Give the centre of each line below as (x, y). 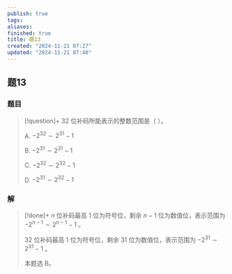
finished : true (29, 33)
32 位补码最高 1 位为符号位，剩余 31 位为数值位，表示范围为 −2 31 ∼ (121, 239)
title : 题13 (24, 40)
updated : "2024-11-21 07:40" (49, 53)
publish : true (28, 14)
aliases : (20, 26)
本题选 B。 (39, 264)
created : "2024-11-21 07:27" (49, 46)
